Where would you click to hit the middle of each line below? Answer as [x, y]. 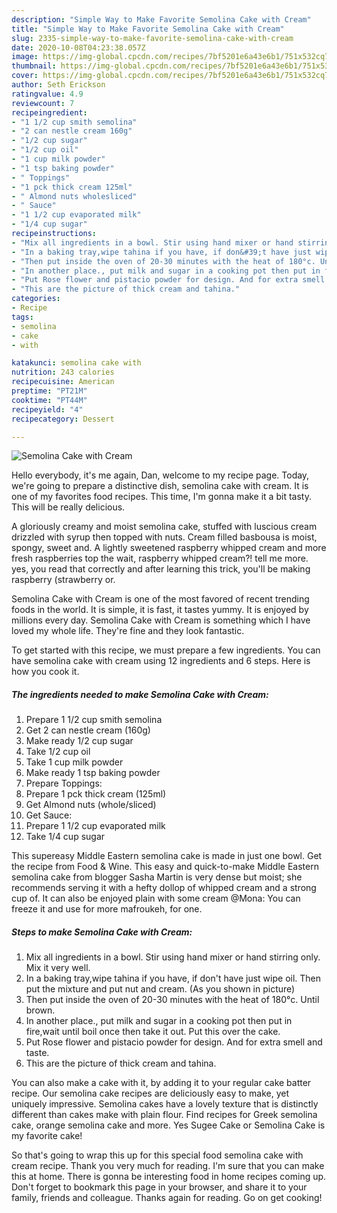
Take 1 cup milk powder [74, 762]
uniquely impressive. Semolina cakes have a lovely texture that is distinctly [165, 1104]
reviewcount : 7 [43, 103]
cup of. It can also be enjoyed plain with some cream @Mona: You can [156, 898]
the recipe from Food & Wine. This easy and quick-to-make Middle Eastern [165, 867]
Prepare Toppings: [64, 783]
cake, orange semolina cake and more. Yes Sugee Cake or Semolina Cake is [168, 1125]
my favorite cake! [47, 1136]
